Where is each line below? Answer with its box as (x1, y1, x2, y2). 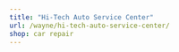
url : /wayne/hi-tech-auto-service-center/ (9, 21, 170, 30)
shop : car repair (9, 29, 74, 38)
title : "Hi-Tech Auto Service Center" (9, 12, 154, 22)
